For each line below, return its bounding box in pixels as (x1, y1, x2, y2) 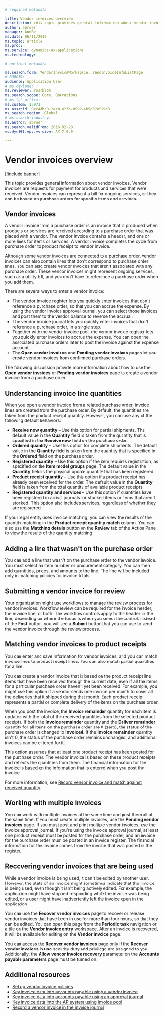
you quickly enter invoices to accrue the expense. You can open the (12, 334, 149, 340)
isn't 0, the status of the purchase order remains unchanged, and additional (5, 734, 157, 740)
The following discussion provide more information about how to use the (5, 365, 151, 371)
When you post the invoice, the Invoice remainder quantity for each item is (5, 708, 156, 714)
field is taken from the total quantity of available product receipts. (12, 485, 144, 490)
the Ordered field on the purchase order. (12, 453, 94, 459)
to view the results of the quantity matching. (5, 530, 94, 536)
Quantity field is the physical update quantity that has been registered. (12, 469, 155, 475)
